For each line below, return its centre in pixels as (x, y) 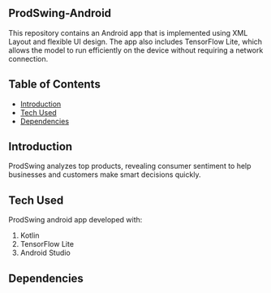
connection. (28, 58)
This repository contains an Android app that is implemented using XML (128, 32)
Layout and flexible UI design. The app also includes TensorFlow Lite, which (135, 41)
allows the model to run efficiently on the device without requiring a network (136, 50)
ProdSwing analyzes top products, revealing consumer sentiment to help (130, 166)
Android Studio (45, 253)
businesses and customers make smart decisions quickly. (105, 175)
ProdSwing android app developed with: (75, 220)
